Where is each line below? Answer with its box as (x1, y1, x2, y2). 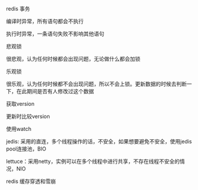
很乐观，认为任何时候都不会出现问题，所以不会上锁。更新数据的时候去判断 (6, 80, 187, 87)
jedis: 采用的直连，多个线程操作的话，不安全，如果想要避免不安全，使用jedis (6, 138, 192, 145)
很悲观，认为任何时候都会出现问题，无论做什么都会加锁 (6, 55, 140, 62)
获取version (6, 100, 35, 107)
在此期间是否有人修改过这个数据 (16, 88, 94, 94)
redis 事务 (6, 5, 31, 12)
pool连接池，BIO (6, 145, 47, 152)
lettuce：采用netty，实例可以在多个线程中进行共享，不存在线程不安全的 (6, 158, 180, 165)
